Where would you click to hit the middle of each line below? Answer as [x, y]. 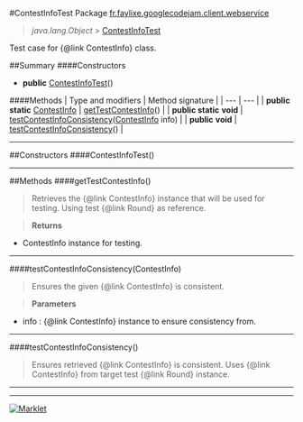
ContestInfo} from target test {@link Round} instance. [130, 374]
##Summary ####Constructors [68, 65]
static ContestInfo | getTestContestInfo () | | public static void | [126, 110]
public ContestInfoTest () [68, 83]
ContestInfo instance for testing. [82, 243]
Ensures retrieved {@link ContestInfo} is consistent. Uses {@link [151, 365]
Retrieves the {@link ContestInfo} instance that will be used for [148, 198]
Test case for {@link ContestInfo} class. [83, 48]
